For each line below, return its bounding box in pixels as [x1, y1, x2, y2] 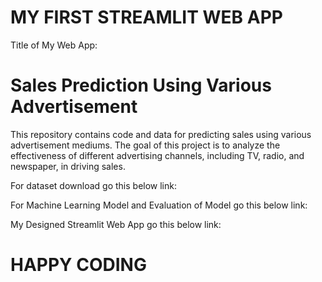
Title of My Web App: [10, 39, 98, 51]
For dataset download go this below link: [10, 179, 177, 191]
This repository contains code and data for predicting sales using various [10, 128, 312, 140]
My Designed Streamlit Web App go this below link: [10, 218, 222, 230]
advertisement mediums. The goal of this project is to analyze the [10, 139, 281, 151]
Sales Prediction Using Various [10, 74, 272, 97]
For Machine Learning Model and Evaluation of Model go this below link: [10, 199, 308, 211]
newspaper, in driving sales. [10, 160, 126, 172]
